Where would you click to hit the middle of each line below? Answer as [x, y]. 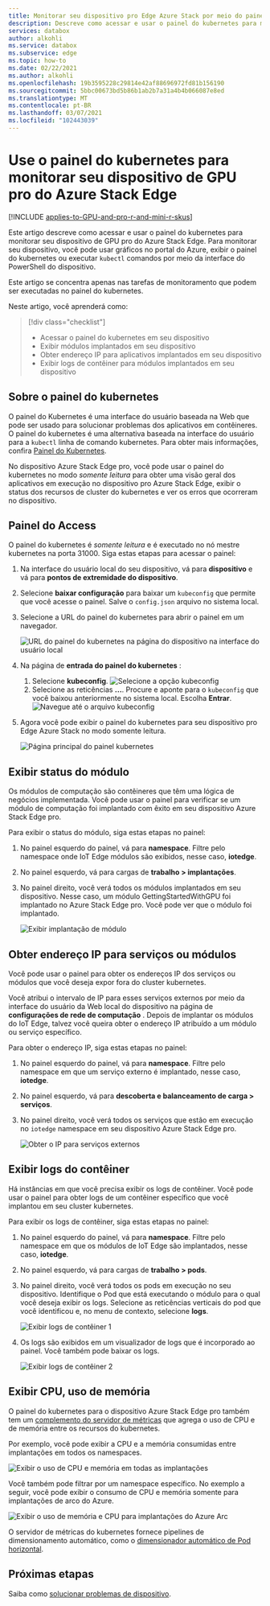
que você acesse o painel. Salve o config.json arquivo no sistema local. [139, 602]
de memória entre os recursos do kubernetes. [84, 1428]
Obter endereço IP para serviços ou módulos [123, 954]
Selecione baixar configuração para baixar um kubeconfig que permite [137, 593]
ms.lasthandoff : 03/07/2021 [55, 113]
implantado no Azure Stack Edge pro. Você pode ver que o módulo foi [136, 905]
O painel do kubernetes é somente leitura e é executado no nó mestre [124, 545]
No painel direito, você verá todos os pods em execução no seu [125, 1285]
